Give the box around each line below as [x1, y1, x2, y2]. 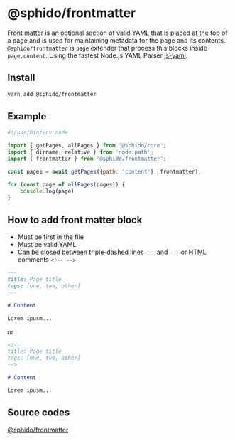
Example [7, 110, 47, 122]
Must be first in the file [17, 233, 84, 241]
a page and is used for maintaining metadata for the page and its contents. [7, 36, 226, 44]
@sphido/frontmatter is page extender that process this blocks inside [7, 43, 208, 52]
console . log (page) [20, 187, 75, 195]
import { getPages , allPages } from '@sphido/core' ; [7, 142, 167, 149]
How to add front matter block [7, 213, 143, 225]
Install [7, 72, 35, 84]
